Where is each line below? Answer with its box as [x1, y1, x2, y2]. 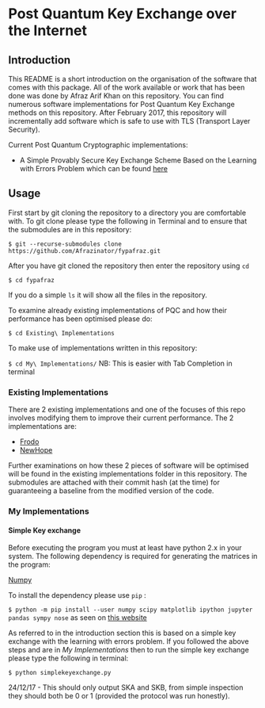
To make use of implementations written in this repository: [8, 343, 198, 353]
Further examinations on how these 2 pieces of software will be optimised [8, 461, 249, 470]
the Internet [8, 21, 87, 40]
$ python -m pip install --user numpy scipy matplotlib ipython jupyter [8, 606, 253, 614]
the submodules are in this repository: [8, 224, 132, 234]
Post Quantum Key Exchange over [8, 5, 237, 23]
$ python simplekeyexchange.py [8, 669, 112, 677]
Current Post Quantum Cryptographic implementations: [8, 140, 188, 149]
